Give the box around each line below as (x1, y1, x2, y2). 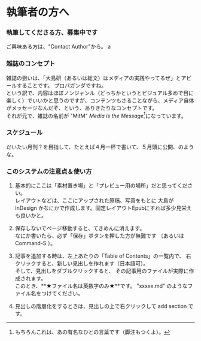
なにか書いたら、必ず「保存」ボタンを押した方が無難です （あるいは (14, 232, 184, 240)
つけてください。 (41, 290, 84, 297)
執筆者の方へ (6, 5, 70, 19)
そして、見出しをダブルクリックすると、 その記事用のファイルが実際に (14, 267, 190, 274)
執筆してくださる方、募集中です (6, 28, 98, 37)
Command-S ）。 (14, 240, 56, 247)
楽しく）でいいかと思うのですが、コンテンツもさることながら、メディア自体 (6, 96, 194, 104)
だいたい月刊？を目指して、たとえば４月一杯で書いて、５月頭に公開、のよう (6, 143, 194, 150)
